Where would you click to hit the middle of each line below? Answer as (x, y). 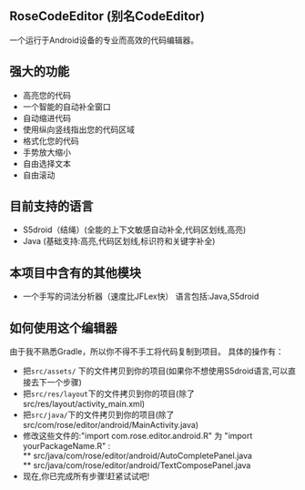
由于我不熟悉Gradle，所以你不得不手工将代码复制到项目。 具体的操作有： (147, 352)
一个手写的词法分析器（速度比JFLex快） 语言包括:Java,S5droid (141, 296)
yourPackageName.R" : (66, 446)
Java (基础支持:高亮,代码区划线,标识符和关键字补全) (119, 241)
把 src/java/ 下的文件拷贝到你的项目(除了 (98, 415)
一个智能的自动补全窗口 (66, 107)
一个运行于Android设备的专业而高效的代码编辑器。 (104, 40)
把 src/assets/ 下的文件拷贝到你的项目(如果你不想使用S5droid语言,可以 (155, 371)
